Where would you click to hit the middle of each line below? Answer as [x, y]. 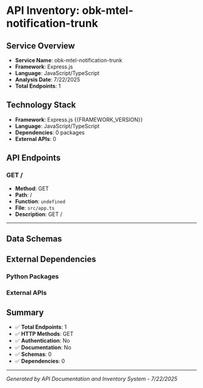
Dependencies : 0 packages [50, 132]
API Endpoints [34, 158]
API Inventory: [43, 11]
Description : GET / [38, 214]
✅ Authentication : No [43, 340]
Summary [25, 312]
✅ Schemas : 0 [33, 354]
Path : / [23, 195]
